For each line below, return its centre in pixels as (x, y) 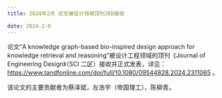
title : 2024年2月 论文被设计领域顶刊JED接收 (66, 13)
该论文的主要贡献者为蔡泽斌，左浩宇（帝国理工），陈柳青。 (91, 87)
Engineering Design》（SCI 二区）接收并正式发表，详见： (87, 63)
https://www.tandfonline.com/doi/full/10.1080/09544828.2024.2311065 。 (113, 72)
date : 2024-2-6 (29, 26)
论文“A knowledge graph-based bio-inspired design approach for (101, 46)
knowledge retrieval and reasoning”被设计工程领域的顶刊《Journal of (106, 55)
